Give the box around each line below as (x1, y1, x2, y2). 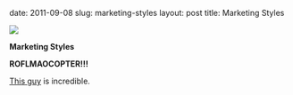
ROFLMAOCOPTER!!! (9, 59, 89, 69)
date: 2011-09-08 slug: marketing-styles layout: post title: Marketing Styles (9, 8, 285, 18)
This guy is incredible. (9, 75, 91, 86)
